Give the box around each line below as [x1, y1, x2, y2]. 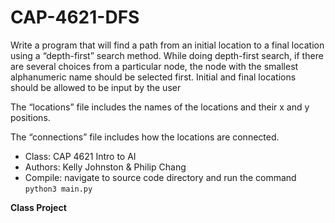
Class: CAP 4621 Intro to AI [24, 150, 137, 162]
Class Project [10, 201, 67, 213]
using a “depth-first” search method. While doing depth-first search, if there [10, 49, 324, 61]
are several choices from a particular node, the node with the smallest [10, 60, 299, 72]
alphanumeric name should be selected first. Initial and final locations [10, 71, 297, 83]
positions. [10, 111, 51, 123]
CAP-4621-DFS [10, 6, 140, 29]
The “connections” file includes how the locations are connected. [10, 131, 280, 143]
